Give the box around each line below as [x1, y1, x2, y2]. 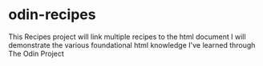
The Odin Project [8, 49, 64, 58]
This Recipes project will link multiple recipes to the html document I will [8, 32, 246, 41]
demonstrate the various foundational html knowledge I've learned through [8, 40, 256, 49]
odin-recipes [8, 6, 96, 24]
